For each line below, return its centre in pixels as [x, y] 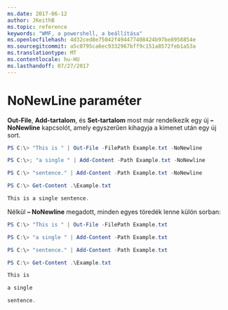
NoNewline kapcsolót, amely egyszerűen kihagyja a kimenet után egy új [112, 128]
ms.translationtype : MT [42, 53]
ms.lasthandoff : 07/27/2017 [48, 66]
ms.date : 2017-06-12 [38, 14]
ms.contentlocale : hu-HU [43, 60]
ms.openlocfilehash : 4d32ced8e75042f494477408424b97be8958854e [102, 40]
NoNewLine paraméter [74, 101]
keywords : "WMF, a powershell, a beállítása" [75, 33]
